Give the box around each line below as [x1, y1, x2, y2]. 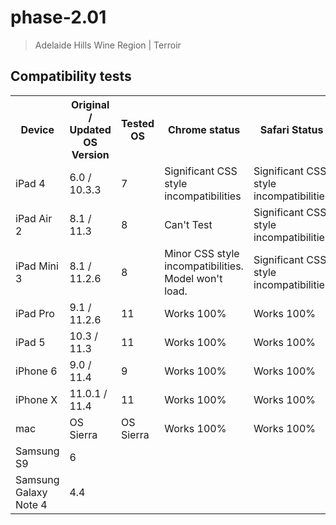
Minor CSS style [164, 246, 240, 260]
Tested [120, 116, 155, 130]
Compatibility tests [10, 68, 132, 85]
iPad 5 [15, 335, 46, 349]
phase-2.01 [10, 6, 107, 29]
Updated [69, 122, 112, 136]
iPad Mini [15, 259, 59, 273]
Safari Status [259, 122, 324, 136]
